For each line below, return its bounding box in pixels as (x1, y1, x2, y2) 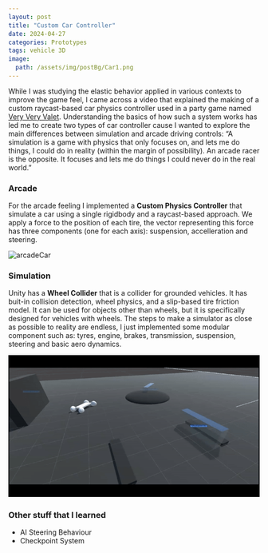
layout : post (8, 13, 52, 21)
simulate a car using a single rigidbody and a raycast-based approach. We (8, 209, 253, 219)
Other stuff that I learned (8, 509, 106, 520)
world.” (8, 162, 32, 172)
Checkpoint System (19, 536, 85, 546)
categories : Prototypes (8, 38, 88, 46)
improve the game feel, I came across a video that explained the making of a (8, 94, 259, 104)
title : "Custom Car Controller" (8, 21, 116, 30)
